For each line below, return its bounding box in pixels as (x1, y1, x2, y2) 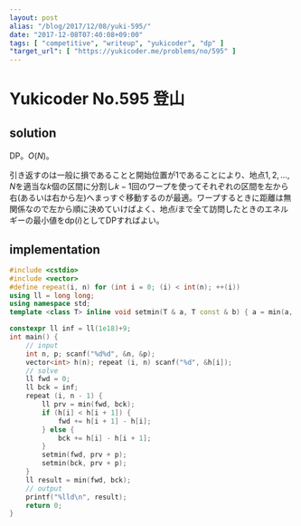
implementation (9, 242, 101, 257)
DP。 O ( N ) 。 (9, 150, 54, 161)
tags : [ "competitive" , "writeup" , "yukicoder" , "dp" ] (9, 38, 224, 48)
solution (9, 125, 57, 140)
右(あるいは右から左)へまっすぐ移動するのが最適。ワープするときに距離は (9, 192, 284, 204)
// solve (25, 366, 59, 376)
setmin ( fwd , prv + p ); (42, 450, 127, 460)
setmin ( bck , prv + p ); (42, 459, 127, 468)
